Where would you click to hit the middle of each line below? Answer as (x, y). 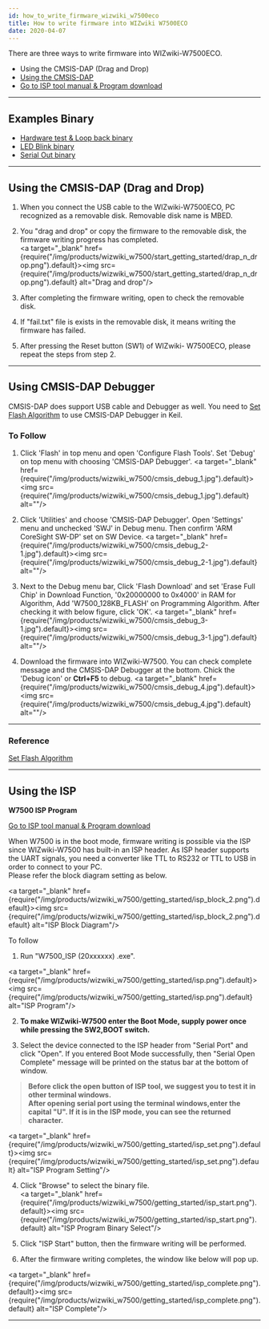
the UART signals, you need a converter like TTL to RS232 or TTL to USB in (132, 858)
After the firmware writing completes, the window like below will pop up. (139, 1259)
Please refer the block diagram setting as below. (88, 875)
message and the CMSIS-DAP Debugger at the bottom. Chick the (127, 670)
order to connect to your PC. (55, 867)
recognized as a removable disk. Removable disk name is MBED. (126, 216)
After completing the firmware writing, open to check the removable (132, 298)
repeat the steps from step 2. (68, 354)
